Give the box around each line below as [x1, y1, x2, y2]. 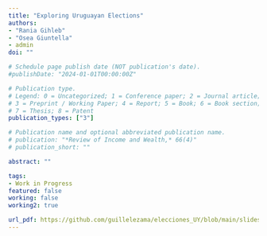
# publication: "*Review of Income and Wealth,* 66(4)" [8, 136, 197, 144]
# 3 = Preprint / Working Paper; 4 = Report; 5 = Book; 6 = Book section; [8, 99, 261, 107]
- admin [8, 41, 34, 49]
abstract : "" [8, 157, 52, 165]
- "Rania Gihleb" [8, 26, 66, 34]
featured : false [8, 187, 62, 195]
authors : [8, 19, 37, 27]
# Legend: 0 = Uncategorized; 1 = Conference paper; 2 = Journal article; [8, 92, 261, 100]
